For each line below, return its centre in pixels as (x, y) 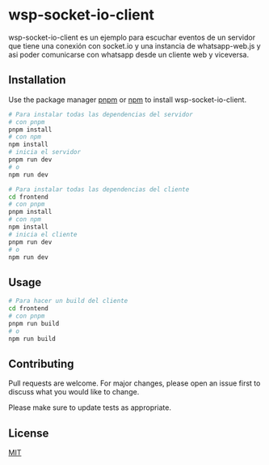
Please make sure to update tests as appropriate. (90, 407)
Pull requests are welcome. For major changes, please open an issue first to (134, 383)
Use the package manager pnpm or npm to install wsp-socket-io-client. (128, 100)
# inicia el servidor (45, 152)
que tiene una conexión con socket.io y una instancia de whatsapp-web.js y (134, 45)
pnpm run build (34, 323)
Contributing (41, 363)
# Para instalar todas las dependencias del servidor (101, 114)
